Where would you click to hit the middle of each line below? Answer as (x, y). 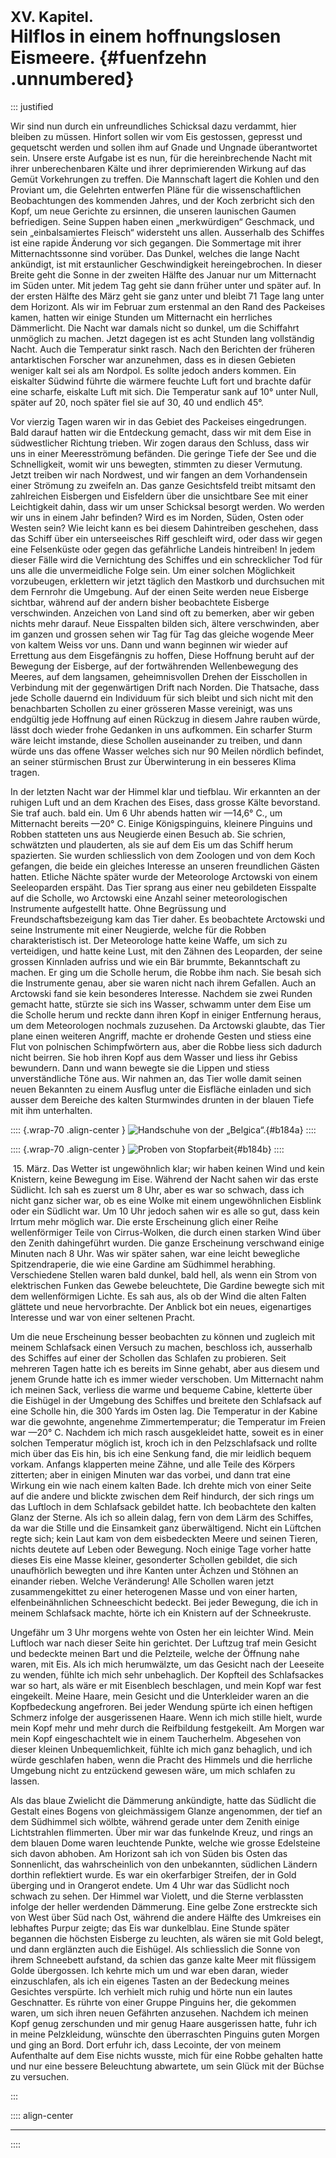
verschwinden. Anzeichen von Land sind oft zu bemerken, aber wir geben (162, 613)
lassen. (25, 1781)
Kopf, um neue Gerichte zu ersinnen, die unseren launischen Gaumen (153, 211)
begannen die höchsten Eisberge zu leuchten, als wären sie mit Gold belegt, (167, 1938)
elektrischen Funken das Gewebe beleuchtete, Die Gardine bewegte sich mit (167, 1285)
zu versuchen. (40, 2076)
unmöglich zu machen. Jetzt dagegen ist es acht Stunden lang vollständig (162, 338)
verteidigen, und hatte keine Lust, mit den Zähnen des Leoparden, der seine (166, 951)
